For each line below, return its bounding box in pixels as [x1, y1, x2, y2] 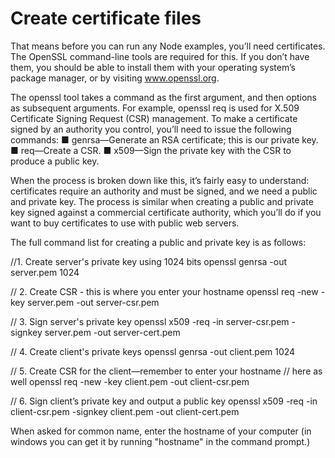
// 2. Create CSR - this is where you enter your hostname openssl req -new [10, 285, 319, 297]
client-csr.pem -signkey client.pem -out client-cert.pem [10, 405, 240, 417]
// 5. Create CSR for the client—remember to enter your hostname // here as [10, 365, 323, 377]
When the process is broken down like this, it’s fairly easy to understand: [10, 174, 310, 186]
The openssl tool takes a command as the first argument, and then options [10, 91, 317, 103]
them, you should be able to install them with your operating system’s [10, 61, 296, 73]
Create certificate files [10, 7, 202, 30]
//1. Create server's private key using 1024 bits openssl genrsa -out [10, 255, 288, 267]
